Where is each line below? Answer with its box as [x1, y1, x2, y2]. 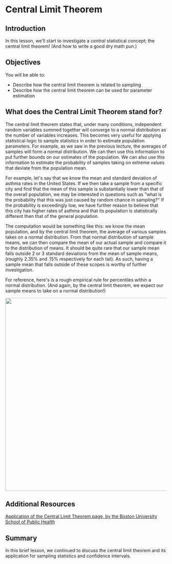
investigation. [5, 266, 34, 273]
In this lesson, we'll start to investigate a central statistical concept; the [5, 38, 155, 44]
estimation [12, 93, 35, 99]
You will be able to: [5, 71, 46, 78]
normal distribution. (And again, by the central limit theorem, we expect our [5, 282, 164, 288]
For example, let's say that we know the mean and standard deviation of [5, 175, 157, 181]
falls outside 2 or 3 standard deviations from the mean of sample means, [5, 250, 159, 257]
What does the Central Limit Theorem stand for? [5, 107, 162, 116]
